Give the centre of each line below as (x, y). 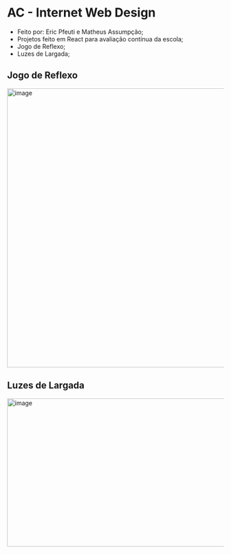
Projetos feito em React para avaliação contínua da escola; (100, 39)
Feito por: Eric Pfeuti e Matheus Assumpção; (80, 32)
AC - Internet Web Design (81, 13)
